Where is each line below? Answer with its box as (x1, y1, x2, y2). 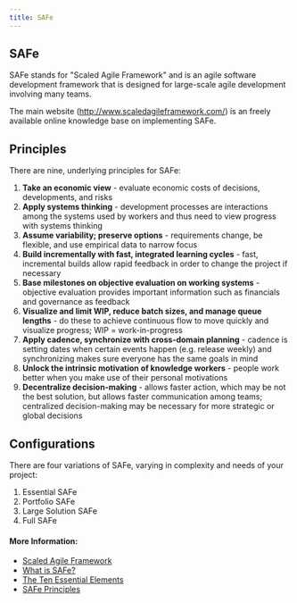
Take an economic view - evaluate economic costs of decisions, (21, 182, 260, 193)
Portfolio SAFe (21, 497, 76, 507)
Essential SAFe (21, 487, 78, 498)
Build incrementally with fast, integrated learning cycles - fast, (21, 249, 259, 260)
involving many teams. (9, 88, 92, 99)
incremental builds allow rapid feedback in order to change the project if (21, 258, 288, 269)
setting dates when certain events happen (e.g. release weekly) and (21, 344, 272, 355)
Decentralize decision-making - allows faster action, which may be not (21, 381, 286, 393)
